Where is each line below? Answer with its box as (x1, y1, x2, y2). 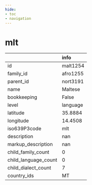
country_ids (7, 172, 34, 179)
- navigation (5, 16, 31, 21)
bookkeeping (7, 94, 37, 100)
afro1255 (61, 71, 84, 77)
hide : (5, 7, 16, 12)
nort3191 (61, 78, 84, 85)
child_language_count (7, 157, 57, 163)
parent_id (7, 78, 29, 85)
